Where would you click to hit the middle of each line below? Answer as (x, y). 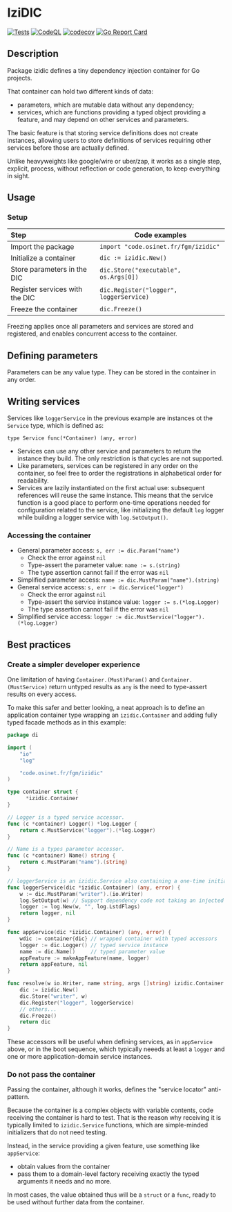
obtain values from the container (64, 1167)
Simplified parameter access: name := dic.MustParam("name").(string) (118, 580)
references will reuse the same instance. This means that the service (115, 495)
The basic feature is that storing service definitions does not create (103, 132)
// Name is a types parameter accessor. (66, 849)
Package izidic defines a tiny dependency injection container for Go (104, 70)
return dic (35, 1022)
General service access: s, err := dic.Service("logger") (100, 587)
